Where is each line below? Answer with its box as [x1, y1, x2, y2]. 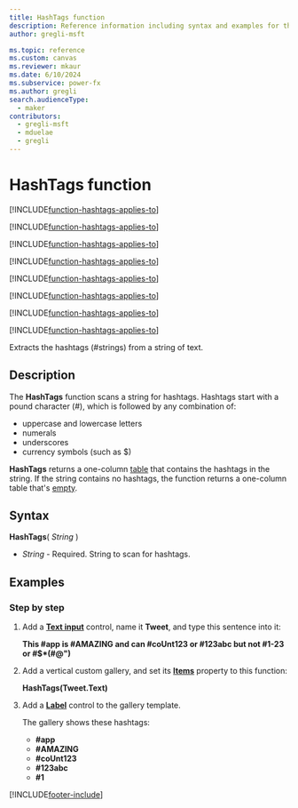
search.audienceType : [9, 95, 90, 104]
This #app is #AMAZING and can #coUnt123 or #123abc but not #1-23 [21, 639, 285, 650]
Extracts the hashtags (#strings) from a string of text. [9, 341, 204, 352]
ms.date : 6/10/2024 [9, 70, 82, 80]
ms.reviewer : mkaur [9, 62, 82, 71]
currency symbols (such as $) [21, 446, 132, 457]
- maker [17, 103, 46, 112]
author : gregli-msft [9, 29, 86, 38]
